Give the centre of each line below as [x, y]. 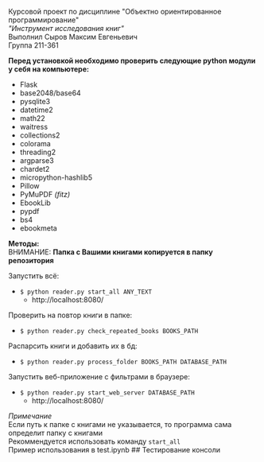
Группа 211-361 [33, 45]
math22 [32, 118]
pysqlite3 [35, 101]
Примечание [30, 416]
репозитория [31, 260]
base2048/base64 [50, 93]
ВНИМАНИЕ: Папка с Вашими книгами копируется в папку [111, 252]
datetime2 [36, 110]
